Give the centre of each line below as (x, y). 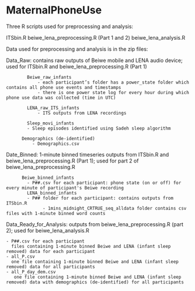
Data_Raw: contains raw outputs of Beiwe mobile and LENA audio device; (94, 60)
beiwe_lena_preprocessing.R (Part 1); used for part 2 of (72, 161)
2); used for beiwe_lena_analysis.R (48, 230)
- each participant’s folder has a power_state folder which (113, 82)
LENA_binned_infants (52, 193)
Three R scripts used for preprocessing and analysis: (69, 26)
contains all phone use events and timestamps (64, 87)
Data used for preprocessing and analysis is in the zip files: (77, 49)
